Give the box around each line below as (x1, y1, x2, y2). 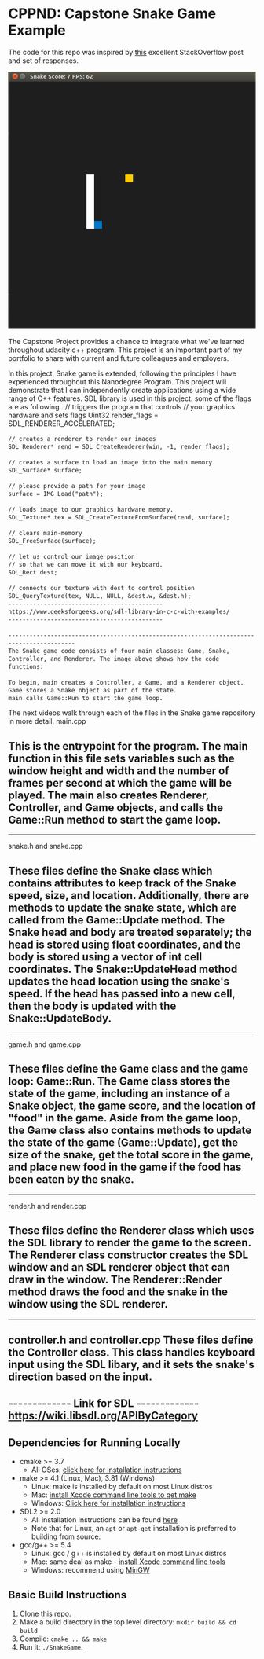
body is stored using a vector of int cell (8, 950, 203, 963)
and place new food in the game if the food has (8, 1161, 242, 1174)
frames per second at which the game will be (8, 776, 233, 790)
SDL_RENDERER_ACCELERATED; (8, 419, 115, 428)
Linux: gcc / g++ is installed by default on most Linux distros (31, 1549, 227, 1558)
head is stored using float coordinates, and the (8, 938, 241, 951)
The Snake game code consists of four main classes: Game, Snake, (8, 648, 230, 655)
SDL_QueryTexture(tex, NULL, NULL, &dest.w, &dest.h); (8, 593, 192, 600)
